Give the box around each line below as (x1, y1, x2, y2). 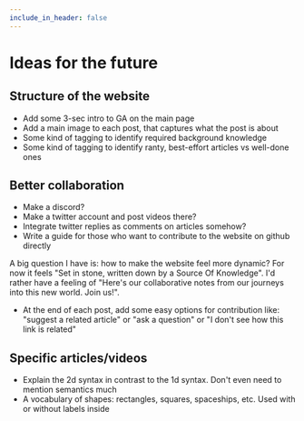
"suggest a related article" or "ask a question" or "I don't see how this (22, 315, 284, 326)
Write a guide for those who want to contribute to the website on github (22, 231, 290, 242)
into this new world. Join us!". (9, 287, 120, 298)
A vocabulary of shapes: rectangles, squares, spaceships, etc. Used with (22, 394, 296, 405)
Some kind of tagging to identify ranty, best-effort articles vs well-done (22, 142, 289, 153)
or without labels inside (22, 404, 111, 415)
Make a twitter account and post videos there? (22, 211, 197, 223)
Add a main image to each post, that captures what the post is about (22, 122, 279, 133)
